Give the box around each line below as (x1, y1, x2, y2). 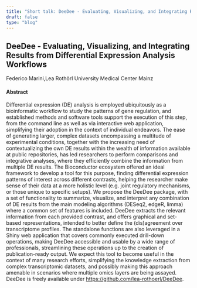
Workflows (6, 59, 47, 69)
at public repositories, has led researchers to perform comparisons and (6, 151, 178, 158)
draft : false (6, 14, 38, 20)
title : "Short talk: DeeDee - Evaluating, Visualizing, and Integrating (6, 8, 188, 15)
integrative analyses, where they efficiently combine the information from (6, 157, 184, 164)
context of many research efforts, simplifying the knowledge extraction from (6, 257, 191, 264)
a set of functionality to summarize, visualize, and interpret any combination (6, 194, 189, 202)
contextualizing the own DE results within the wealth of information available (6, 145, 191, 152)
